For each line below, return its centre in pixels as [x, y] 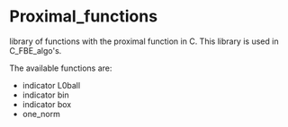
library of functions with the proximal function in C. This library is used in [144, 41]
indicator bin [45, 95]
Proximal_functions [84, 17]
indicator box [47, 104]
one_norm [41, 114]
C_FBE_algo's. [36, 50]
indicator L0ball [51, 85]
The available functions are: [61, 68]
